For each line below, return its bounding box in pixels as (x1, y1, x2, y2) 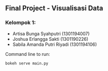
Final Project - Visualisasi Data (5, 4, 103, 13)
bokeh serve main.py (5, 60, 49, 66)
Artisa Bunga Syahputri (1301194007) (12, 30, 90, 37)
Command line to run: (5, 51, 50, 57)
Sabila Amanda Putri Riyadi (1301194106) (12, 41, 97, 47)
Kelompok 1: (5, 19, 36, 26)
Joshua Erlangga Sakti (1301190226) (12, 36, 88, 42)
